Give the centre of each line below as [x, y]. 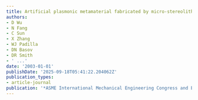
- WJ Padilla [22, 45]
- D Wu [14, 22]
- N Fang [17, 28]
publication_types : [30, 77]
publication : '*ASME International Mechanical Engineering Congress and [97, 88]
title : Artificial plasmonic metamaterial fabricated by [77, 11]
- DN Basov [19, 50]
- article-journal [29, 83]
